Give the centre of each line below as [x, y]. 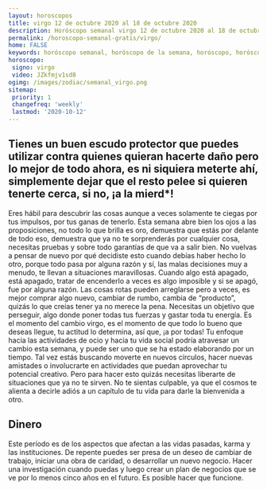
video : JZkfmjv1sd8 [44, 75]
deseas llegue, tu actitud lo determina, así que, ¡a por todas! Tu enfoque [126, 331]
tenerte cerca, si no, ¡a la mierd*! [91, 194]
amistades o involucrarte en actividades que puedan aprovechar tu [118, 365]
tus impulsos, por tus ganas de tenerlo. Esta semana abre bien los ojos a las [132, 221]
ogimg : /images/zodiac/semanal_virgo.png [78, 82]
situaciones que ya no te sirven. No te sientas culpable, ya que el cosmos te [133, 382]
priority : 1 [31, 97]
